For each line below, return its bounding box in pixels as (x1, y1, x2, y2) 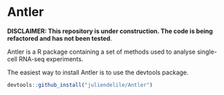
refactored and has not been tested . (7, 34, 113, 42)
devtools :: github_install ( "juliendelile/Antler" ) (7, 81, 153, 88)
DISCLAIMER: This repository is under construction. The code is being (7, 27, 213, 35)
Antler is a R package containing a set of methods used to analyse (7, 47, 196, 56)
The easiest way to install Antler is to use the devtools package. (7, 68, 189, 76)
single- (196, 47, 218, 56)
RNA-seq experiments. (18, 54, 84, 63)
